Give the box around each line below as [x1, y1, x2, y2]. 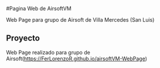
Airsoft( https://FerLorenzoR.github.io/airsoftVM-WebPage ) [6, 55, 148, 62]
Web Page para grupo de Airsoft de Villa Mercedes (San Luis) [6, 16, 155, 23]
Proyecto [6, 33, 40, 43]
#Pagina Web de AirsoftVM [6, 5, 72, 12]
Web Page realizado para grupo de [6, 49, 91, 56]
